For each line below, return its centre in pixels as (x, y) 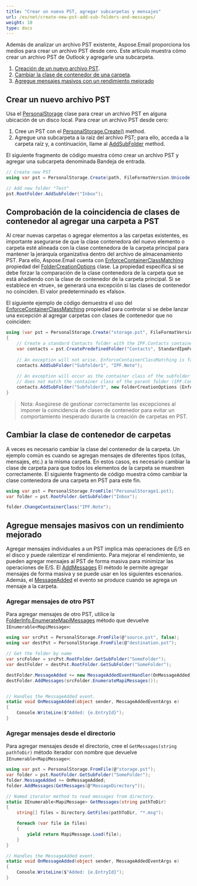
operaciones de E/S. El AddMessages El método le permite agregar (87, 567)
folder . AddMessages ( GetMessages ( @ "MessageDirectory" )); (76, 785)
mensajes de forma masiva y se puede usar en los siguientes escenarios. (94, 574)
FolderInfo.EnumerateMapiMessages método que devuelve (78, 620)
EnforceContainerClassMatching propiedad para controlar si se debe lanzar (97, 309)
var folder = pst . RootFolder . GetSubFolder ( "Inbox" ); (72, 497)
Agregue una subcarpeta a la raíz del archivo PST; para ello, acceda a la (102, 138)
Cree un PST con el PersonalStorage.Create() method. (80, 131)
